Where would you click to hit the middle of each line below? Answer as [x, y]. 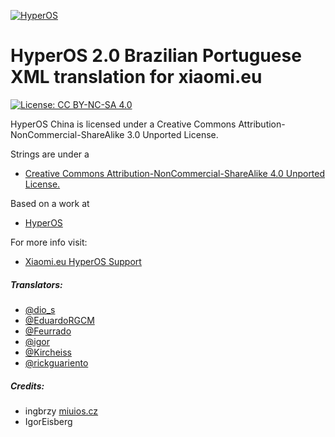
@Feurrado [48, 331]
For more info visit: [49, 242]
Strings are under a [50, 154]
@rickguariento [56, 362]
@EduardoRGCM [59, 320]
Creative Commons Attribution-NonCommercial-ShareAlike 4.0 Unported [175, 173]
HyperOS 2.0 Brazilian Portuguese [156, 56]
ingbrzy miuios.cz [61, 411]
